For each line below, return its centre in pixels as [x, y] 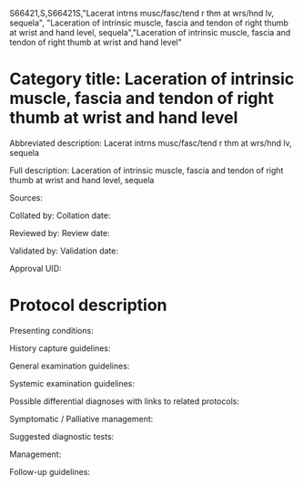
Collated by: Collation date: [60, 215]
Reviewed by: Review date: [60, 233]
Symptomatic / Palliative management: [81, 419]
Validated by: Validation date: [64, 251]
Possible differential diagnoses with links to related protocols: [124, 401]
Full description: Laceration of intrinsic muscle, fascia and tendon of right [146, 170]
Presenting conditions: [51, 330]
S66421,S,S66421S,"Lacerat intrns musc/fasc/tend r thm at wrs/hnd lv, [142, 13]
